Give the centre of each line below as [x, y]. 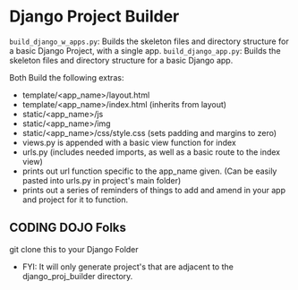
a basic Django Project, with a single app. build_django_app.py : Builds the [145, 50]
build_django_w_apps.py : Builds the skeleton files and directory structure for [149, 41]
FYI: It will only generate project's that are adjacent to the [128, 267]
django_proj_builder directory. [77, 276]
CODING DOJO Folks [68, 228]
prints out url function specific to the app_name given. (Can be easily [149, 171]
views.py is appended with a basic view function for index [129, 142]
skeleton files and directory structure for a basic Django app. [121, 60]
